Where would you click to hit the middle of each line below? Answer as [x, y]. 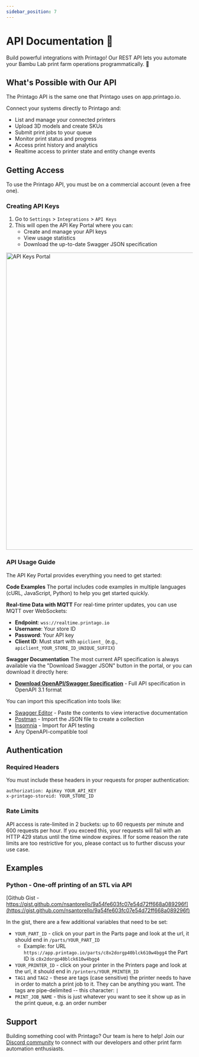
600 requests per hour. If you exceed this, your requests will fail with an [94, 831]
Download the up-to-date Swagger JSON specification [91, 244]
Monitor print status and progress [56, 139]
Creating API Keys [33, 206]
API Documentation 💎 [60, 41]
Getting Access [35, 170]
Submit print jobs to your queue [53, 133]
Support [22, 1022]
